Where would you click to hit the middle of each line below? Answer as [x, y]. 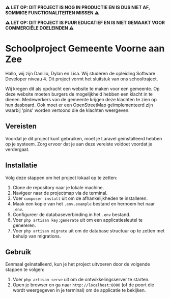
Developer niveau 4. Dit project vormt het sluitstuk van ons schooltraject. [82, 79]
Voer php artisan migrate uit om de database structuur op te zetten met [89, 230]
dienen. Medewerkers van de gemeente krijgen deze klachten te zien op [81, 99]
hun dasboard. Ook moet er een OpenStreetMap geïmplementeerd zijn [79, 105]
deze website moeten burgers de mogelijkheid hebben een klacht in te [79, 94]
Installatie [21, 166]
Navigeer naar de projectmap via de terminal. [60, 193]
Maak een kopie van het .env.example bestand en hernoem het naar [84, 203]
